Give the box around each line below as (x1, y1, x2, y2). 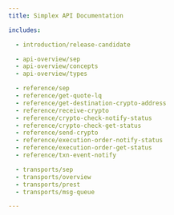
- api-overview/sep (15, 55, 81, 63)
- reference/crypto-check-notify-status (15, 113, 152, 122)
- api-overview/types (15, 70, 88, 78)
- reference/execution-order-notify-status (15, 137, 163, 145)
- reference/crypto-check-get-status (15, 121, 142, 129)
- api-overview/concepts (15, 62, 99, 70)
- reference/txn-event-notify (15, 151, 116, 159)
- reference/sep (15, 85, 70, 93)
